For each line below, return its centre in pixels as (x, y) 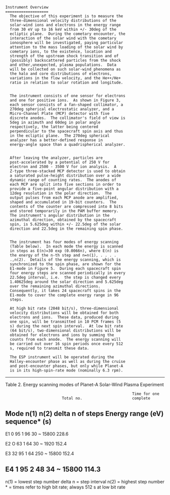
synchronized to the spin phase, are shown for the (66, 264)
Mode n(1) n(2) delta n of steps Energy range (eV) (84, 414)
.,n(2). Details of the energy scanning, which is (66, 260)
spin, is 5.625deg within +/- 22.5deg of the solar (66, 224)
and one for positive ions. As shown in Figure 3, (66, 100)
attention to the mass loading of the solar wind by (67, 47)
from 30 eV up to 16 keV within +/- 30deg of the (63, 29)
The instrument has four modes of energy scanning (64, 242)
